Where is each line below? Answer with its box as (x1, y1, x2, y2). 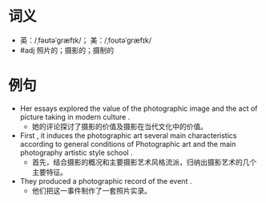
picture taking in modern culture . (19, 112, 131, 121)
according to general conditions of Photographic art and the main (19, 139, 236, 148)
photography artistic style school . (19, 148, 134, 157)
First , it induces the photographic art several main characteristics (19, 130, 237, 140)
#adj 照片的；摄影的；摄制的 (19, 45, 115, 55)
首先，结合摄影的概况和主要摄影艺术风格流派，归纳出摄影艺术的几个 (31, 157, 257, 167)
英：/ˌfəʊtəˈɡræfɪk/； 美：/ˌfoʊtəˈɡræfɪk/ (19, 35, 152, 45)
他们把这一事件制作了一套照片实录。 (31, 185, 152, 195)
